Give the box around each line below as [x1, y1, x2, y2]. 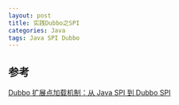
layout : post [8, 11, 52, 20]
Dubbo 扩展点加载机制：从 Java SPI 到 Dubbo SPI [8, 88, 171, 98]
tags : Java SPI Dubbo [8, 33, 80, 42]
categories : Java [8, 26, 66, 34]
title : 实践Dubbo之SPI [8, 19, 80, 27]
